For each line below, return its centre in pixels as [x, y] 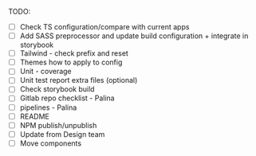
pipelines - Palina [48, 107]
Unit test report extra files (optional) [79, 80]
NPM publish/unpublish [58, 125]
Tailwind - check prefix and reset [74, 53]
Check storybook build [57, 89]
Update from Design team [62, 134]
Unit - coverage [45, 72]
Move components [51, 143]
